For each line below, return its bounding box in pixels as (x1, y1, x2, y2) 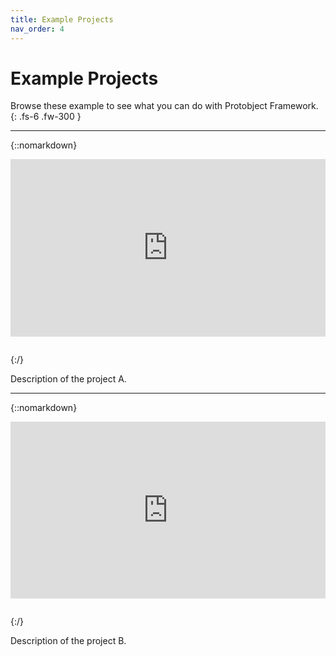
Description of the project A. (10, 372, 127, 385)
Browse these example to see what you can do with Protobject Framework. (10, 100, 319, 112)
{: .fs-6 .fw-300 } (10, 111, 82, 123)
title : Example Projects (10, 14, 114, 25)
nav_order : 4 (10, 24, 65, 34)
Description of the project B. (10, 635, 127, 647)
